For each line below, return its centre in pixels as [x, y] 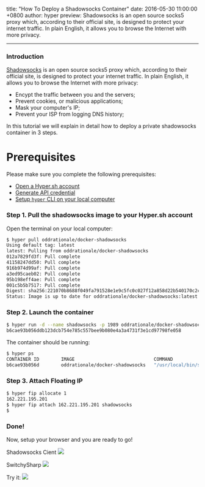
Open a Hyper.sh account [47, 186]
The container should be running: [48, 342]
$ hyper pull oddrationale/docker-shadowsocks [67, 240]
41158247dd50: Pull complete [43, 263]
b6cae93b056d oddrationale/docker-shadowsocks [76, 365]
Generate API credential [45, 193]
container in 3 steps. [32, 133]
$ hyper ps [20, 354]
